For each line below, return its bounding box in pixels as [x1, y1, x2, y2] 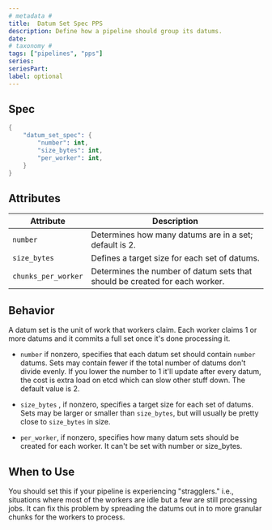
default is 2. [91, 239, 136, 251]
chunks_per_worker [12, 272, 83, 281]
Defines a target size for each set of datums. [91, 252, 260, 264]
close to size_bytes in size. [19, 417, 111, 427]
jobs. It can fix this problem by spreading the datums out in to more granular [8, 504, 262, 513]
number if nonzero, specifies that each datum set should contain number [19, 350, 256, 360]
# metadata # [8, 11, 53, 20]
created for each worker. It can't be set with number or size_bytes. [19, 442, 243, 451]
